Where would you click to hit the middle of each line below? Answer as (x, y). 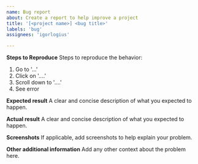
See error (27, 89)
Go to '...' (26, 69)
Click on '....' (31, 76)
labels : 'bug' (25, 29)
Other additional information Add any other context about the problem (96, 149)
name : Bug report (29, 12)
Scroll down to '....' (39, 83)
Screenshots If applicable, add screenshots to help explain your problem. (99, 138)
